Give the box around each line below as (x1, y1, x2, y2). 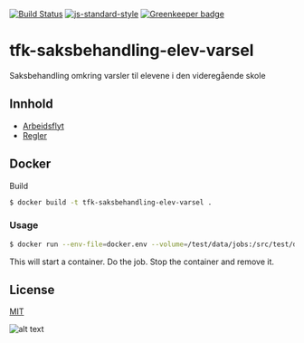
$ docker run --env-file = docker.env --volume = (9, 240, 188, 249)
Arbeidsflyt (22, 120, 65, 131)
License (9, 282, 55, 298)
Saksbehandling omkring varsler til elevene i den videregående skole (9, 70, 266, 81)
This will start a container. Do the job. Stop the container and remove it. (9, 256, 274, 267)
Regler (22, 129, 48, 140)
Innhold (9, 96, 53, 112)
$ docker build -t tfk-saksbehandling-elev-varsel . (9, 197, 213, 207)
